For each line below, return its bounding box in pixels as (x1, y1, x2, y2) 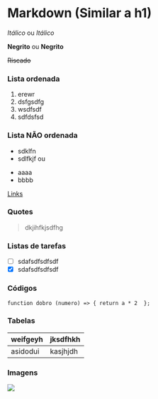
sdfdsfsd (17, 112, 44, 122)
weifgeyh (11, 334, 44, 344)
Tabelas (7, 316, 35, 326)
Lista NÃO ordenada (7, 130, 78, 140)
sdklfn (17, 147, 37, 155)
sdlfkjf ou (17, 154, 46, 163)
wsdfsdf (17, 105, 43, 114)
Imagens (7, 368, 38, 378)
